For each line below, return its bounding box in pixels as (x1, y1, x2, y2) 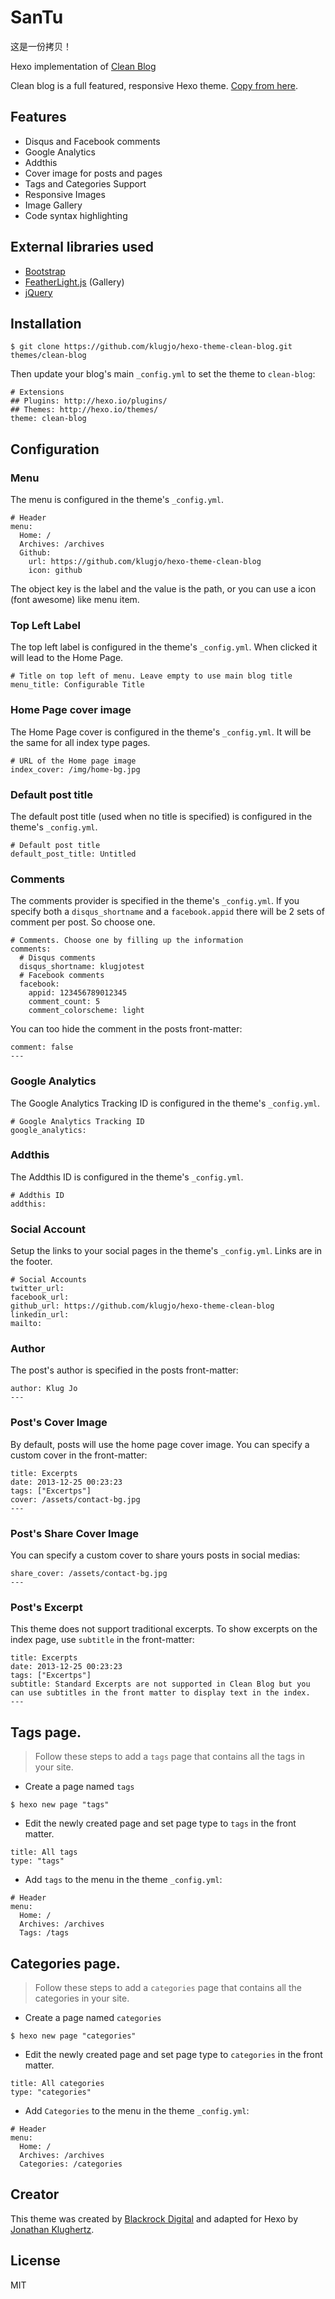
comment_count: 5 (28, 997, 101, 1007)
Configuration (10, 441, 100, 458)
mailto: (10, 1319, 43, 1329)
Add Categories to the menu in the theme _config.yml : (24, 2104, 250, 2116)
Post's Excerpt (10, 1600, 83, 1614)
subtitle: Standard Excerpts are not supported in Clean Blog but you (10, 1679, 311, 1690)
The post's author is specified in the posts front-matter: (10, 1364, 239, 1376)
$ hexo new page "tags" (10, 1800, 110, 1810)
